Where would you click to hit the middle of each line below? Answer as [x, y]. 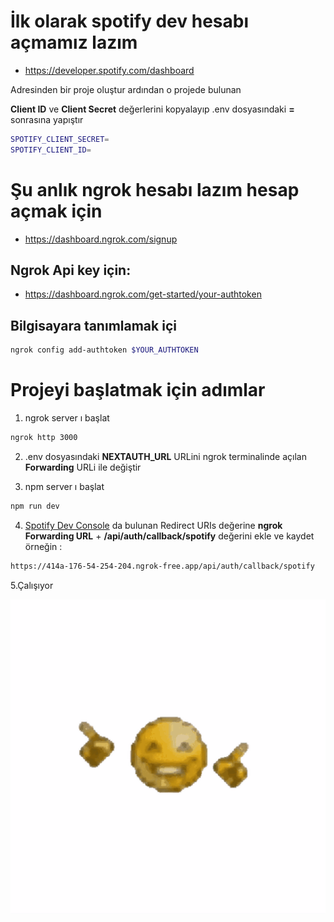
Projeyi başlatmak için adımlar [138, 390]
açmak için [56, 211]
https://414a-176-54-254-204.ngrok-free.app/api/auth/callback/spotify [162, 566]
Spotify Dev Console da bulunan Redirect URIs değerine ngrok [153, 525]
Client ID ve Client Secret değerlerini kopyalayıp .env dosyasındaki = [152, 109]
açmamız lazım [74, 42]
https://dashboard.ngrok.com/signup [101, 239]
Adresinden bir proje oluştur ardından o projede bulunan [126, 89]
